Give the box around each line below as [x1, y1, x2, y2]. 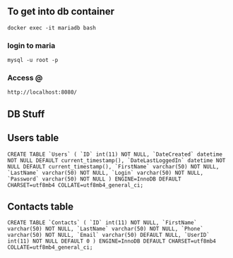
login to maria [7, 40, 56, 50]
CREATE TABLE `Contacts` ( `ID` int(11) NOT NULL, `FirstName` [7, 219, 198, 226]
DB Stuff [7, 108, 45, 120]
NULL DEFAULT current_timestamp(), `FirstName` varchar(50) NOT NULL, [7, 163, 220, 170]
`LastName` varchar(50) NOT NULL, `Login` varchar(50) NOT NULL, [7, 169, 203, 176]
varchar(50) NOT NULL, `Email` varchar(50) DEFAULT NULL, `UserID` [7, 232, 210, 239]
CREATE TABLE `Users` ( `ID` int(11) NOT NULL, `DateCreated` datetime [7, 151, 222, 158]
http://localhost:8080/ [7, 89, 78, 96]
